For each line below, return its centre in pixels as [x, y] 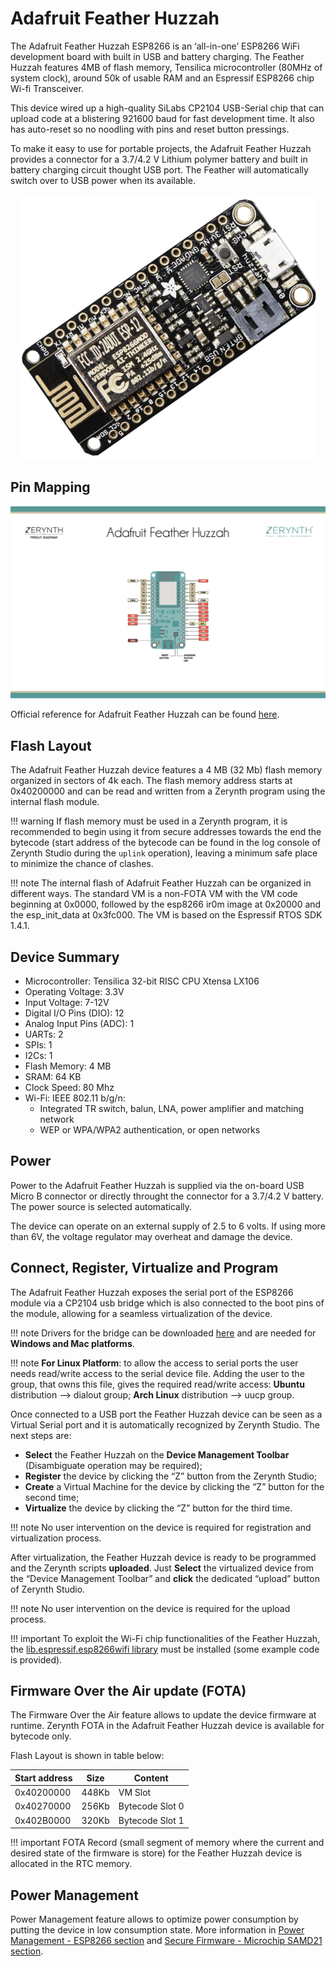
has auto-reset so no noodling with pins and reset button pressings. [150, 129]
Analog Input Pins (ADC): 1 [79, 1023]
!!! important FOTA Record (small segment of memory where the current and [167, 1843]
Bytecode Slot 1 [151, 1820]
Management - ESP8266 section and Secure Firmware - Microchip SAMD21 [166, 1940]
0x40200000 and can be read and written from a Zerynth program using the [168, 791]
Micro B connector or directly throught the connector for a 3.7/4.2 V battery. [167, 1196]
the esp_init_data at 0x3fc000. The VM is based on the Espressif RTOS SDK [166, 915]
